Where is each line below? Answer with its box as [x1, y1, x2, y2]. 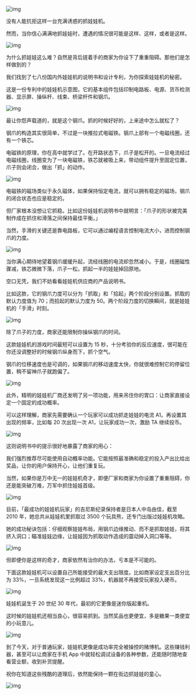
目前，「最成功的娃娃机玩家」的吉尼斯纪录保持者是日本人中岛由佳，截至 [6, 506, 177, 513]
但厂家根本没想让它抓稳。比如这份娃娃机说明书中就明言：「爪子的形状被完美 [6, 208, 188, 214]
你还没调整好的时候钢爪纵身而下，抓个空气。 [6, 348, 114, 355]
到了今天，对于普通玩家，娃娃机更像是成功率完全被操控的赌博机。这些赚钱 [6, 644, 185, 650]
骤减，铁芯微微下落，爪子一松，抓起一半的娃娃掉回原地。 [6, 265, 144, 272]
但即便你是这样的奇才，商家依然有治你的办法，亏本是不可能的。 [6, 556, 159, 563]
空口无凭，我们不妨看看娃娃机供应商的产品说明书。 [6, 278, 129, 285]
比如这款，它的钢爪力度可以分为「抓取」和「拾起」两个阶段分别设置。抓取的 [6, 290, 190, 297]
